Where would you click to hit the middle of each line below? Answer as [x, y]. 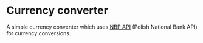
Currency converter [57, 10]
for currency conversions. [39, 33]
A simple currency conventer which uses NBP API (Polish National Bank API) [102, 27]
